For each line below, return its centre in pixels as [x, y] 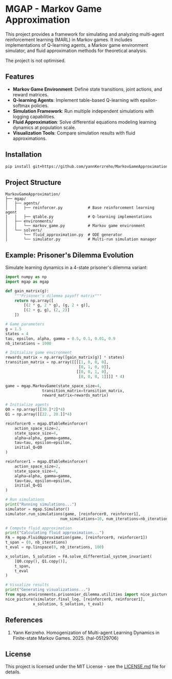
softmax [21, 106]
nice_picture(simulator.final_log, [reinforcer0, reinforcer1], [75, 599]
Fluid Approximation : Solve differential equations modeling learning [84, 122]
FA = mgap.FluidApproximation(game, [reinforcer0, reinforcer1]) [76, 538]
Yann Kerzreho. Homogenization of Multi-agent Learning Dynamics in [86, 632]
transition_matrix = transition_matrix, [83, 391]
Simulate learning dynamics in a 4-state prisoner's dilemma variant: [77, 268]
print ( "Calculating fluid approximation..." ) [55, 533]
